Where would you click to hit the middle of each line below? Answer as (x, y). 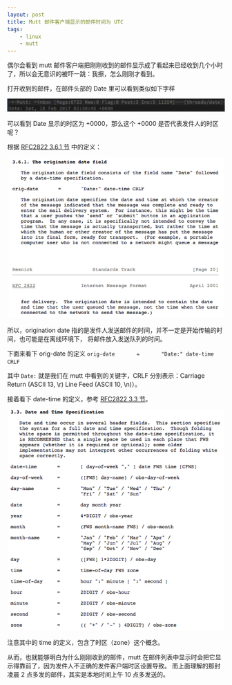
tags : (15, 29)
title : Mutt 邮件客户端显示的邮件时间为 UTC (66, 22)
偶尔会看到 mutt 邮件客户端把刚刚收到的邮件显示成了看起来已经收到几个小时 (115, 65)
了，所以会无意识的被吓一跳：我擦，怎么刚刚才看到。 (83, 74)
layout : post (26, 15)
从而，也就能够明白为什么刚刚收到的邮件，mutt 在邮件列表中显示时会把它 (111, 657)
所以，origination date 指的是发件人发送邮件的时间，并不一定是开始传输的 (112, 330)
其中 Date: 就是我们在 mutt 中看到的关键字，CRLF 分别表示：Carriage (106, 375)
